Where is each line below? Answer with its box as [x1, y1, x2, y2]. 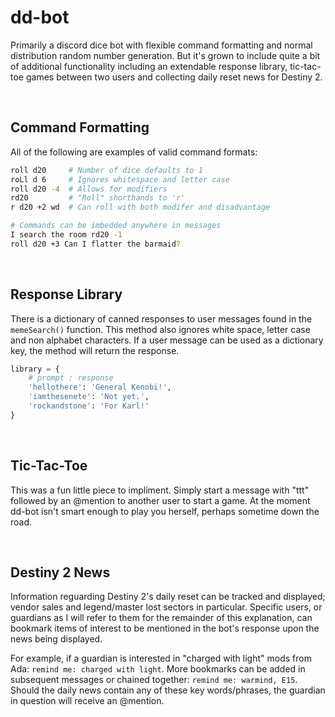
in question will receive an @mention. [10, 695, 165, 707]
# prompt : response [28, 373, 114, 383]
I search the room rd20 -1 [10, 230, 123, 240]
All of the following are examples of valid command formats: [10, 146, 258, 158]
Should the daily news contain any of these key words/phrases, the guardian [10, 684, 326, 696]
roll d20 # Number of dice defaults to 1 [10, 165, 203, 175]
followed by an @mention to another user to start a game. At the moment [10, 494, 311, 506]
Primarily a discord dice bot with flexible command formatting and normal [10, 39, 313, 51]
